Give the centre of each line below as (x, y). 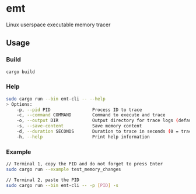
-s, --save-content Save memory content (79, 126)
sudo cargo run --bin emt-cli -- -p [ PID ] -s (62, 185)
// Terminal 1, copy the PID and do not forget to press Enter (85, 164)
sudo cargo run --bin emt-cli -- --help (56, 99)
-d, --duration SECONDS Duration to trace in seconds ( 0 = (98, 131)
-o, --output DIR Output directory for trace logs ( (98, 121)
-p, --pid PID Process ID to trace (79, 110)
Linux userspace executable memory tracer (58, 25)
